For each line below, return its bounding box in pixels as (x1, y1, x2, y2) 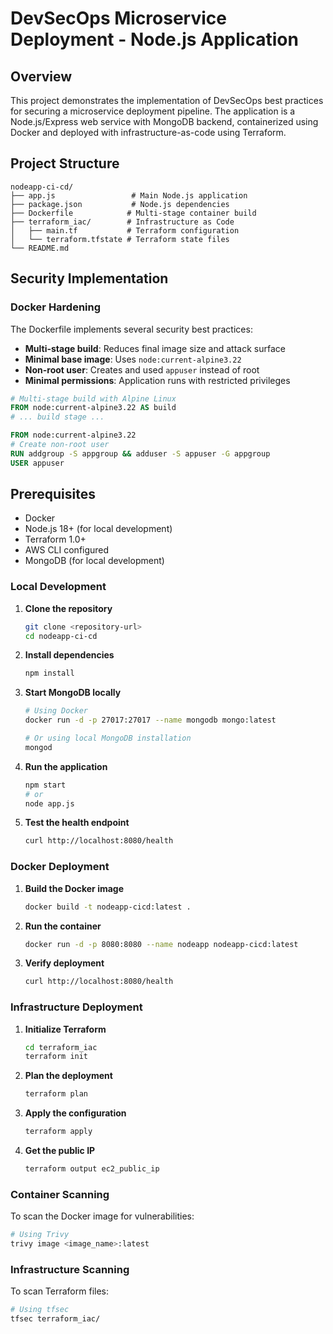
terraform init (24, 1052, 89, 1062)
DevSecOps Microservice (10, 7, 227, 30)
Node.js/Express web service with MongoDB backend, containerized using (10, 116, 319, 127)
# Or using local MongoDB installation (24, 733, 192, 744)
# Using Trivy (10, 1230, 70, 1240)
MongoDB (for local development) (24, 555, 165, 567)
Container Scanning (10, 1187, 110, 1201)
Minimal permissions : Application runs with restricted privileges (24, 374, 291, 386)
